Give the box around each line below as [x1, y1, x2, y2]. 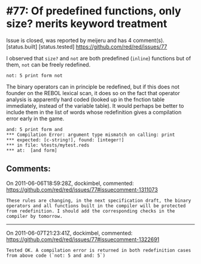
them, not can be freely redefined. [6, 61, 91, 68]
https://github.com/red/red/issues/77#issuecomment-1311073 [6, 186, 159, 193]
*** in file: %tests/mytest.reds [6, 142, 90, 148]
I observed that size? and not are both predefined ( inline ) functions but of [6, 54, 191, 62]
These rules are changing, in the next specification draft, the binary [6, 198, 191, 204]
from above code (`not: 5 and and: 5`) [6, 253, 106, 259]
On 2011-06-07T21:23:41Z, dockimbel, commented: [6, 229, 133, 236]
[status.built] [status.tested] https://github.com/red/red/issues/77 [6, 43, 167, 50]
